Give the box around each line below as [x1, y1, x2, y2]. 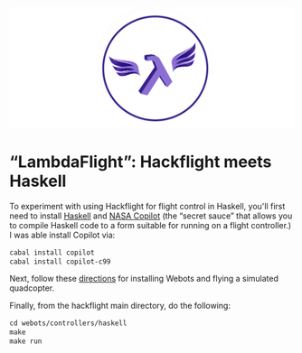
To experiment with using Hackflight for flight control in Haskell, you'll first [9, 201, 286, 212]
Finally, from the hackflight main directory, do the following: [9, 301, 231, 311]
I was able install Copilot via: [9, 229, 116, 241]
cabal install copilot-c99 [9, 257, 111, 266]
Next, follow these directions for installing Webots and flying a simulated [9, 274, 278, 284]
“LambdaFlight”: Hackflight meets [9, 152, 272, 172]
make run [9, 337, 42, 346]
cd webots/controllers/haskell [9, 319, 127, 328]
